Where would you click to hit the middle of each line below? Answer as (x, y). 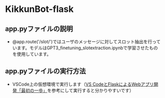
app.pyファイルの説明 (39, 29)
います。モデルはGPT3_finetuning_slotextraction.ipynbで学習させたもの (85, 48)
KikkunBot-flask (39, 9)
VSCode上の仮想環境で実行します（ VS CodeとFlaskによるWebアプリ (83, 84)
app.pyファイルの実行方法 (46, 71)
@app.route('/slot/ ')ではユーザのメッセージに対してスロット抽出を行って (86, 42)
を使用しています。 (31, 54)
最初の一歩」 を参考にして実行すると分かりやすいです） (77, 90)
